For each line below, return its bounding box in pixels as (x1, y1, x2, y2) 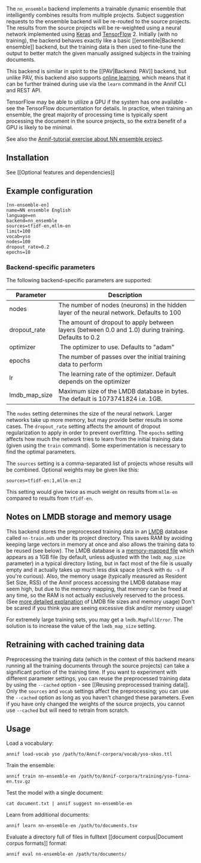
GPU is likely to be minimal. (6, 124, 74, 131)
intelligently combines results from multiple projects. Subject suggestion (6, 11, 184, 19)
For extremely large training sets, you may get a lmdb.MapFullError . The (6, 615, 184, 623)
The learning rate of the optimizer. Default (58, 370, 176, 378)
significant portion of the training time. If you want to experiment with (6, 668, 177, 675)
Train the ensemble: (6, 762, 56, 769)
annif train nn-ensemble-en (6, 773, 77, 780)
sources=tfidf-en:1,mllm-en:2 (6, 478, 82, 484)
